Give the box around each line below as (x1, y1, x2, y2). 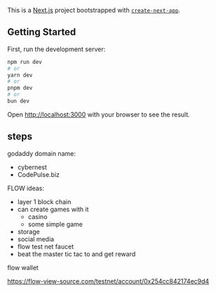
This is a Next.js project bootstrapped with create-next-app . (7, 6, 181, 14)
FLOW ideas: (7, 184, 44, 192)
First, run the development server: (7, 45, 106, 53)
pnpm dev (7, 84, 33, 92)
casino (27, 212, 48, 220)
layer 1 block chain (17, 197, 72, 206)
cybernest (17, 163, 48, 171)
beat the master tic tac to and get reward (17, 249, 136, 258)
